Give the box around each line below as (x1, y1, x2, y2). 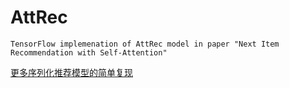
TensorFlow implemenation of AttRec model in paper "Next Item (10, 39, 280, 49)
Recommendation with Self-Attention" (10, 47, 168, 58)
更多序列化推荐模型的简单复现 (10, 66, 133, 78)
